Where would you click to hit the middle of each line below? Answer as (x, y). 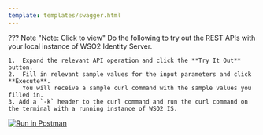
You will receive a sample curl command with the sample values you (137, 88)
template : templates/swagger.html (65, 15)
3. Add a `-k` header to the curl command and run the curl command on (128, 102)
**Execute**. (30, 81)
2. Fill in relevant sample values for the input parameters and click (130, 74)
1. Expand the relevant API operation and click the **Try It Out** (125, 60)
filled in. (26, 95)
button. (21, 67)
